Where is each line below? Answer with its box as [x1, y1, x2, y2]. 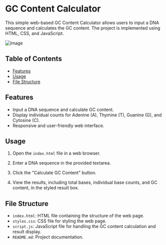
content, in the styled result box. [12, 185, 79, 191]
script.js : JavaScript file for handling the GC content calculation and [12, 223, 156, 229]
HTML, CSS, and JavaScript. [5, 30, 64, 36]
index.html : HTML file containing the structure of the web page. [12, 213, 144, 219]
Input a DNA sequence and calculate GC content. [12, 106, 114, 112]
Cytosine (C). [12, 117, 40, 123]
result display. [12, 229, 41, 235]
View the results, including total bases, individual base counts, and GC [12, 179, 157, 186]
